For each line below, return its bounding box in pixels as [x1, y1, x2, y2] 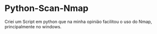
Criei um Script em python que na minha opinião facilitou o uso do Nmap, [4, 19, 152, 24]
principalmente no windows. [4, 23, 62, 29]
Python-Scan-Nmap [4, 3, 89, 14]
